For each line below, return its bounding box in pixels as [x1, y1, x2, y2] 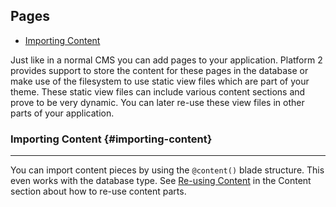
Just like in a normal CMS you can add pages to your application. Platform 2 [10, 54, 323, 66]
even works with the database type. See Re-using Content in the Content [10, 175, 312, 187]
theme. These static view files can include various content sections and [10, 85, 306, 98]
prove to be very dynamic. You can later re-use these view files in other [10, 96, 305, 108]
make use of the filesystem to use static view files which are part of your [10, 75, 310, 87]
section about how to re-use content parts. [10, 185, 187, 198]
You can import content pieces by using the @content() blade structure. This [10, 164, 325, 176]
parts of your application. [10, 107, 115, 119]
